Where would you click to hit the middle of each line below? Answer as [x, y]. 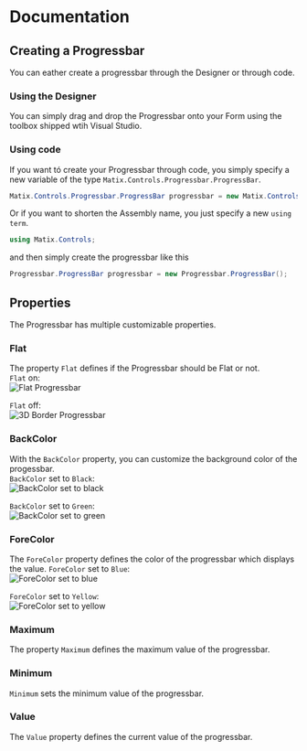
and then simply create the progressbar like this [99, 257]
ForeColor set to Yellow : [54, 595]
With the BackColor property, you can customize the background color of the [153, 458]
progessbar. [32, 468]
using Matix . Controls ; [53, 240]
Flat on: [25, 378]
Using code [35, 150]
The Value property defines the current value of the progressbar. [131, 736]
